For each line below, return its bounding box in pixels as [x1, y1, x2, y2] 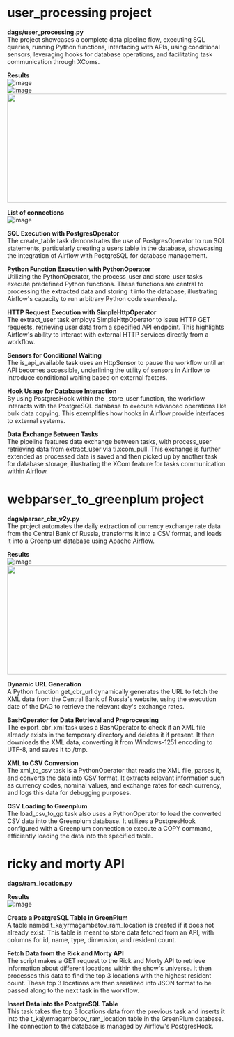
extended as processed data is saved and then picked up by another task [7, 452, 218, 461]
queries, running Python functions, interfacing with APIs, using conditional [7, 43, 221, 51]
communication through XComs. [7, 57, 100, 66]
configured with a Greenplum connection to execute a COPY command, [7, 824, 213, 832]
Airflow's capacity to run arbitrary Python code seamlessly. [7, 294, 178, 302]
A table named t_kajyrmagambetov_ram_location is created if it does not [7, 921, 214, 929]
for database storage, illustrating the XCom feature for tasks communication [7, 459, 226, 468]
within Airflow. [7, 467, 49, 475]
